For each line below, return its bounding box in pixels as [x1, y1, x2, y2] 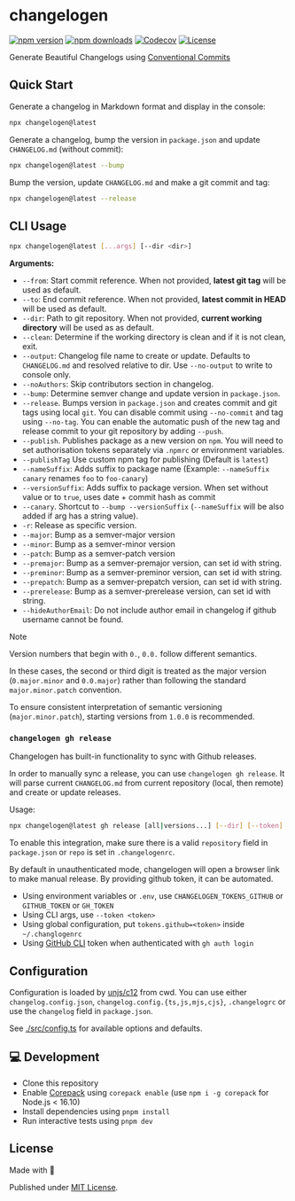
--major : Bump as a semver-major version [21, 529, 175, 541]
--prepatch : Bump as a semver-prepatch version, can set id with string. [21, 577, 283, 588]
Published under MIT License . [9, 1182, 119, 1192]
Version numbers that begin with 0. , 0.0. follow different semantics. [9, 649, 257, 659]
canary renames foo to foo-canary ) [21, 473, 149, 484]
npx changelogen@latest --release [9, 194, 137, 203]
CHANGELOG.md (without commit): [9, 144, 124, 154]
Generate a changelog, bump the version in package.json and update [9, 134, 260, 144]
